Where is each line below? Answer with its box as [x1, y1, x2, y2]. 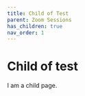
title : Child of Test [7, 10, 69, 17]
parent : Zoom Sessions [7, 16, 72, 23]
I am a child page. [7, 82, 58, 90]
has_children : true [7, 23, 63, 29]
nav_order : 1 [7, 29, 45, 36]
